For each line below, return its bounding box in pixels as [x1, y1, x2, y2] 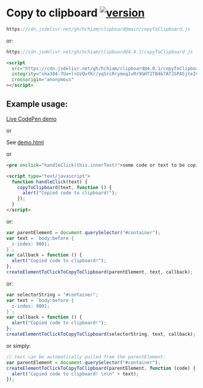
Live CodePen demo [6, 115, 57, 122]
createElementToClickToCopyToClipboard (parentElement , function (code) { [6, 365, 196, 371]
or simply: [6, 342, 31, 349]
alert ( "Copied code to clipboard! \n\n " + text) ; [11, 370, 139, 377]
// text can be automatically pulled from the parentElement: [6, 353, 166, 360]
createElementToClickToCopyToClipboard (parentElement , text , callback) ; [6, 269, 193, 275]
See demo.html [6, 138, 44, 145]
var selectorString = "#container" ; [6, 292, 98, 298]
